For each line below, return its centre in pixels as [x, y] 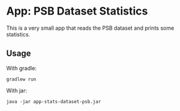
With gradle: [21, 68]
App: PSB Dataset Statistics [77, 11]
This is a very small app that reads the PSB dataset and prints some [90, 28]
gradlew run [21, 79]
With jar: [17, 90]
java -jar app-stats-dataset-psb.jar [54, 101]
